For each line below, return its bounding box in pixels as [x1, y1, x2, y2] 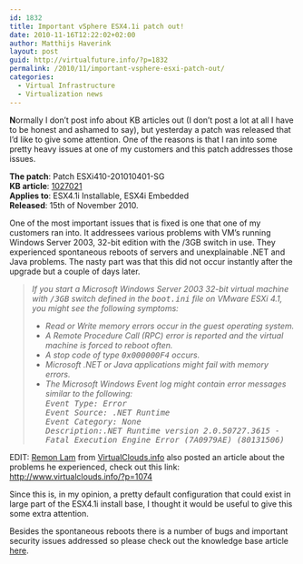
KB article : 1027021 [9, 180, 83, 191]
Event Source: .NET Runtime [44, 407, 171, 418]
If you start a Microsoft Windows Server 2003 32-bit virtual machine [31, 283, 289, 294]
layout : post [9, 47, 59, 56]
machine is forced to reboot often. [44, 339, 173, 350]
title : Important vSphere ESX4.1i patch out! [9, 22, 184, 31]
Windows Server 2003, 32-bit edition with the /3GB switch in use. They [9, 237, 277, 247]
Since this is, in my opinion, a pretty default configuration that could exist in [9, 488, 292, 499]
